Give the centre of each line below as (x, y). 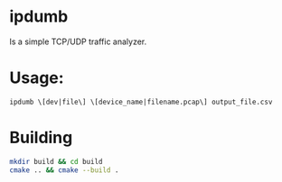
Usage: (37, 78)
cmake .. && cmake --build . (64, 170)
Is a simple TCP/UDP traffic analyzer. (78, 41)
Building (41, 138)
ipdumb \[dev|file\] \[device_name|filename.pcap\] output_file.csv (141, 102)
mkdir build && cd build (56, 161)
